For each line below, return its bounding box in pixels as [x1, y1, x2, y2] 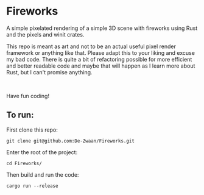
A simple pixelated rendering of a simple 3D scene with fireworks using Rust [6, 24, 198, 32]
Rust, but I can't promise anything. [6, 68, 93, 76]
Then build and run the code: [6, 171, 79, 178]
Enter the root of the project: [6, 148, 78, 156]
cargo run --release [6, 183, 59, 189]
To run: [6, 110, 34, 120]
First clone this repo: [6, 126, 58, 133]
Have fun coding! [6, 92, 50, 99]
